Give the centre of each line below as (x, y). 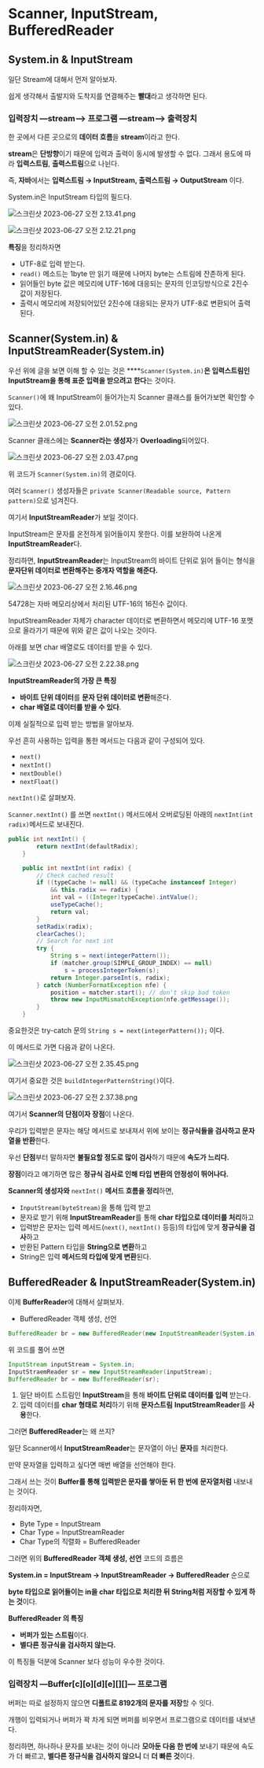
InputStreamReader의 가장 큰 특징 (62, 681)
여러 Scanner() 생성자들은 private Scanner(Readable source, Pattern (119, 491)
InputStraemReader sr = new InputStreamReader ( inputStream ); (110, 1372)
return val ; (70, 912)
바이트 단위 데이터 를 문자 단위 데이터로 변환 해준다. (95, 697)
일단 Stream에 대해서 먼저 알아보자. (63, 79)
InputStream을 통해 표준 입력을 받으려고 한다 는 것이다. (92, 381)
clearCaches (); (61, 934)
